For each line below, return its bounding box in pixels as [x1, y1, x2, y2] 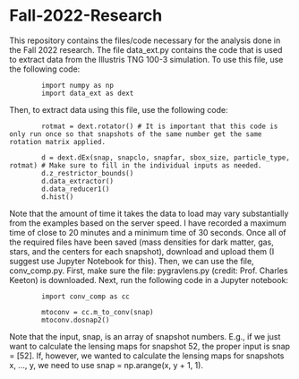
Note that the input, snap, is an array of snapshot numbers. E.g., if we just [9, 331, 281, 341]
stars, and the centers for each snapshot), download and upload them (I [9, 245, 275, 256]
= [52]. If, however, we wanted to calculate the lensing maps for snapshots [9, 350, 285, 361]
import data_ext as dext [41, 89, 134, 98]
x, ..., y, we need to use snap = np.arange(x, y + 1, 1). [9, 359, 204, 370]
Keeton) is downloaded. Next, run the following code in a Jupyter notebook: [9, 274, 289, 285]
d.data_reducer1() [41, 185, 110, 194]
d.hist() [41, 192, 74, 202]
